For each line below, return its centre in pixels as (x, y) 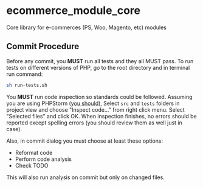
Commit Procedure (43, 46)
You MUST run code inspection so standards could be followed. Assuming (99, 97)
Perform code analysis (43, 159)
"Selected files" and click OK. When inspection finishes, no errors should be (101, 116)
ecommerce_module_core (74, 11)
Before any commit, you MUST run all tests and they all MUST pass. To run (100, 61)
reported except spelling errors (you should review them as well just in (94, 123)
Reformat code (34, 152)
